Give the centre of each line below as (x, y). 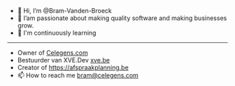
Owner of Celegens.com (53, 53)
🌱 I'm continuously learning (57, 33)
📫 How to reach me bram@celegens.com (78, 75)
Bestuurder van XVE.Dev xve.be (64, 60)
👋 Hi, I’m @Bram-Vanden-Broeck (64, 11)
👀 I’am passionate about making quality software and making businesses (122, 18)
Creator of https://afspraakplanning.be (73, 67)
